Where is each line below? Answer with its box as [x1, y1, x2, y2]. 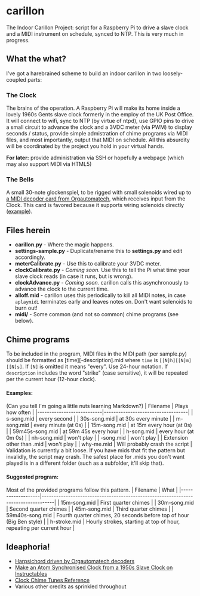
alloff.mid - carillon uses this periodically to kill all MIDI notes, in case [14, 292, 186, 299]
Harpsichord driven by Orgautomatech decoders [14, 558, 135, 565]
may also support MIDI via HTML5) [6, 160, 92, 168]
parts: [27, 76, 42, 83]
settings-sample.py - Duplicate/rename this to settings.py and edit [14, 248, 183, 255]
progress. [6, 36, 30, 44]
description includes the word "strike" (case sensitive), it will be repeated [6, 369, 188, 376]
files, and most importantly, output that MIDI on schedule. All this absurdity [6, 136, 190, 144]
